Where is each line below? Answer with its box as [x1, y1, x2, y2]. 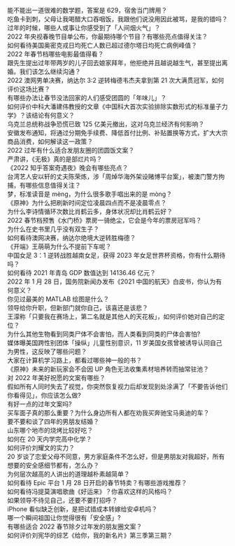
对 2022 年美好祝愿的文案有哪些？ [7, 374, 106, 381]
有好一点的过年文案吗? [7, 400, 72, 408]
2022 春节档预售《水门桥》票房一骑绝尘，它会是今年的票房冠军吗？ [7, 216, 202, 224]
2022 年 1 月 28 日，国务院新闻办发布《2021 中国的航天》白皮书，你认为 [7, 277, 216, 286]
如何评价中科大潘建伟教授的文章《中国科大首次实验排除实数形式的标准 [7, 102, 210, 111]
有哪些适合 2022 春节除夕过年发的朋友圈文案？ [7, 522, 143, 531]
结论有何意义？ [31, 111, 75, 119]
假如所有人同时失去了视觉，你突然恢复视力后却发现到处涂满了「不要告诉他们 [7, 382, 228, 391]
